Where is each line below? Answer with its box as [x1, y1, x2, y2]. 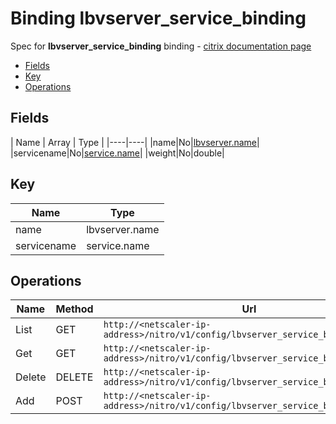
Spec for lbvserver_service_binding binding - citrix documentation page [10, 40, 312, 52]
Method [55, 302, 94, 316]
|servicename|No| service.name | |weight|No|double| [10, 147, 225, 159]
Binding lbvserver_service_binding [10, 7, 307, 30]
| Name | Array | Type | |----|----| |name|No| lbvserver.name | [10, 136, 260, 148]
